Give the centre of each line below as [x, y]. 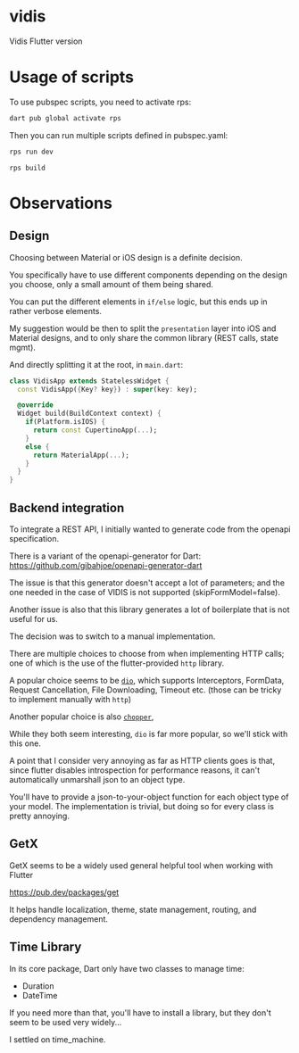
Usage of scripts [72, 77]
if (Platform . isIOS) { [65, 422]
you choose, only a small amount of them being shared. [112, 284]
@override [35, 405]
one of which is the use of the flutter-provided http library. [117, 663]
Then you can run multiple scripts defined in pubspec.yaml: [119, 135]
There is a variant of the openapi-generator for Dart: [105, 556]
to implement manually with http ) [71, 699]
